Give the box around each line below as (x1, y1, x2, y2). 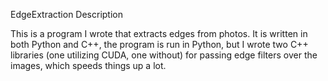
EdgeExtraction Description (10, 9, 124, 20)
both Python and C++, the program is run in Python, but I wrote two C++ (10, 39, 309, 50)
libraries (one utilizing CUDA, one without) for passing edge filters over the (10, 49, 318, 61)
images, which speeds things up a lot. (10, 60, 167, 71)
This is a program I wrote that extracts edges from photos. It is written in (10, 28, 308, 39)
